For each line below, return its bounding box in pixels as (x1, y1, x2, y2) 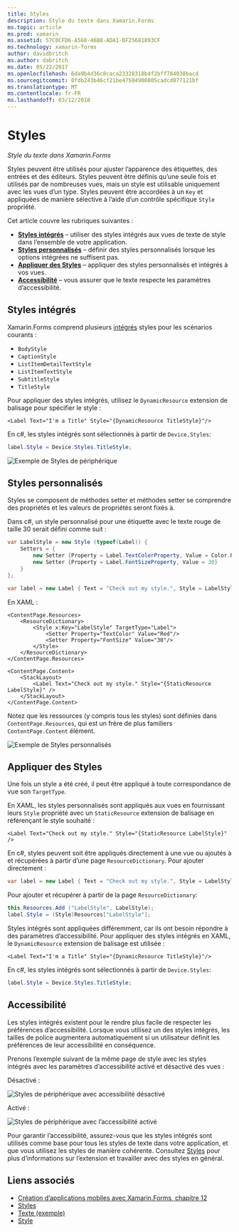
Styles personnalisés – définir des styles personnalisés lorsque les (17, 245, 216, 254)
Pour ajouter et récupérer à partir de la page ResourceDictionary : (7, 890, 198, 899)
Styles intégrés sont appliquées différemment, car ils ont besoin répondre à (7, 924, 228, 933)
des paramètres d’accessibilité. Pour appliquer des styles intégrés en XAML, (7, 932, 231, 940)
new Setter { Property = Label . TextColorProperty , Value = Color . (33, 552, 231, 560)
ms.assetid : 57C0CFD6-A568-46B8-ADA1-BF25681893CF (7, 37, 161, 44)
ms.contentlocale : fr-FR (7, 90, 81, 97)
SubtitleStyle (17, 376, 60, 383)
